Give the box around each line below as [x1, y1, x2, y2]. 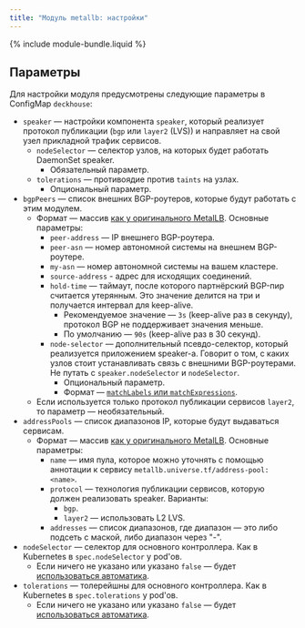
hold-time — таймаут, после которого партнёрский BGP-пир [49, 280, 285, 291]
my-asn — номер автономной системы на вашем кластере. [49, 261, 279, 272]
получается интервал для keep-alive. [49, 299, 194, 310]
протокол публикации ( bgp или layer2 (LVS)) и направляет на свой [22, 126, 280, 137]
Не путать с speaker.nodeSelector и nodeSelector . [49, 368, 240, 379]
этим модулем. [22, 203, 83, 214]
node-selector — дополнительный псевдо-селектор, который [49, 339, 289, 349]
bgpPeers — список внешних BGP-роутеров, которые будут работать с [22, 193, 297, 205]
